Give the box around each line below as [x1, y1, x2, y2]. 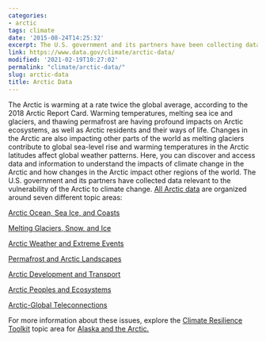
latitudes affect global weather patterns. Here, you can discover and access [8, 150, 256, 159]
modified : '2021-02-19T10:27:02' [8, 56, 119, 64]
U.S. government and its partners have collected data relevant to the [8, 175, 231, 185]
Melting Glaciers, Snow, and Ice [8, 223, 112, 232]
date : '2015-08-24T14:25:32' [8, 33, 104, 42]
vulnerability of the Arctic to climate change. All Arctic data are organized [8, 184, 247, 193]
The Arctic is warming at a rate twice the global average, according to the [8, 100, 248, 109]
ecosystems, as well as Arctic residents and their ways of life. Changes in [8, 125, 248, 135]
